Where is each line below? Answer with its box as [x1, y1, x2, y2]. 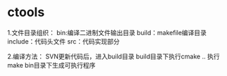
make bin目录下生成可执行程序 [7, 61, 96, 69]
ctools [7, 4, 45, 20]
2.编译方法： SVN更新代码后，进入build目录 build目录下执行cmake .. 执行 [7, 52, 220, 61]
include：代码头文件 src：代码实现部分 [7, 37, 120, 46]
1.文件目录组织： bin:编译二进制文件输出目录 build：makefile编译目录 [7, 28, 207, 37]
